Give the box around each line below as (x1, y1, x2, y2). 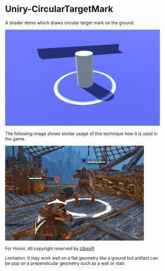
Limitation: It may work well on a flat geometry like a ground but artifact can (5, 255, 158, 261)
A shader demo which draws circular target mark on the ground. (5, 20, 135, 26)
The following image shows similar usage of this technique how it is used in (5, 131, 158, 136)
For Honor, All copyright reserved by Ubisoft (5, 245, 95, 251)
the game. (5, 135, 26, 141)
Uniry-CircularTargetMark (5, 3, 113, 15)
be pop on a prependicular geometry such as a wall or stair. (5, 260, 126, 266)
